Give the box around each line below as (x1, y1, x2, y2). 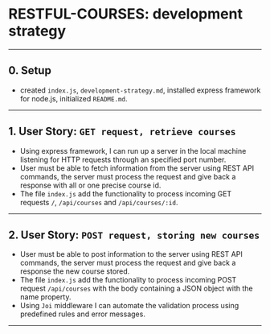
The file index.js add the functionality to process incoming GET (19, 188, 232, 198)
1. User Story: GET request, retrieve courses (8, 125, 236, 138)
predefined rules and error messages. (19, 309, 146, 319)
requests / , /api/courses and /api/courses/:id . (19, 197, 178, 207)
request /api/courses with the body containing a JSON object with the (19, 283, 253, 294)
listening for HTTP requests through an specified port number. (19, 155, 227, 164)
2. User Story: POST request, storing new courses (8, 228, 260, 241)
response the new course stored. (19, 266, 130, 276)
